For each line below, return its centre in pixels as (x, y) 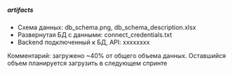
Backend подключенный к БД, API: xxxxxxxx (84, 42)
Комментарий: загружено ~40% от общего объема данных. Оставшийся (117, 55)
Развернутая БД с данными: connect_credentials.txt (94, 34)
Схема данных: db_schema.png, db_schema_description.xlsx (107, 27)
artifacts (20, 10)
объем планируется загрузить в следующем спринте (87, 63)
